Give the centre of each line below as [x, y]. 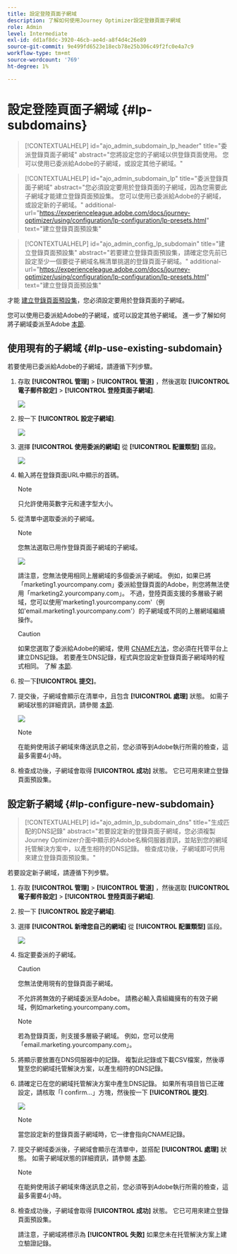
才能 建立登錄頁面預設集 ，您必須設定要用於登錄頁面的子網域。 [98, 300]
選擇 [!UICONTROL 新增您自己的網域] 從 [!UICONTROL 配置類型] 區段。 [122, 926]
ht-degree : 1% [28, 66]
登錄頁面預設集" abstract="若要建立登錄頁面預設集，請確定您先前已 [129, 252]
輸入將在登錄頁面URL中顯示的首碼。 [70, 475]
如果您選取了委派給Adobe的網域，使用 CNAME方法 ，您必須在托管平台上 [123, 649]
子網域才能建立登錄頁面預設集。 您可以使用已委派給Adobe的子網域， [125, 196]
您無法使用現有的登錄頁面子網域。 [67, 984]
